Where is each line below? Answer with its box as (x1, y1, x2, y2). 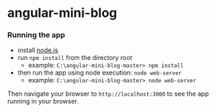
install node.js (17, 46, 59, 54)
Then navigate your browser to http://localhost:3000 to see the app (7, 89, 209, 98)
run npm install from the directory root (17, 54, 132, 62)
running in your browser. (7, 97, 79, 106)
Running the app (7, 30, 66, 40)
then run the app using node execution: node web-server (17, 68, 182, 77)
